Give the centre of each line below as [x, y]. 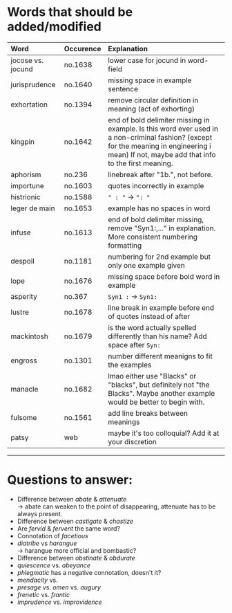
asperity [24, 296]
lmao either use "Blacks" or [152, 376]
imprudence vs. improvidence [59, 602]
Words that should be [70, 12]
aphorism [26, 174]
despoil [22, 261]
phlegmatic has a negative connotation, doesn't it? [89, 572]
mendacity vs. [37, 580]
